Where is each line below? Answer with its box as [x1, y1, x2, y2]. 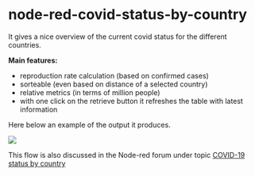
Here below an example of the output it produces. [8, 120, 171, 129]
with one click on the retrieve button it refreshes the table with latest [19, 96, 244, 105]
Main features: [8, 55, 58, 65]
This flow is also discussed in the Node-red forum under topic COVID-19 [8, 150, 245, 159]
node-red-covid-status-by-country [8, 6, 248, 24]
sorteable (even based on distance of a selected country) [19, 79, 208, 89]
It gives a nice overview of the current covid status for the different [8, 32, 228, 41]
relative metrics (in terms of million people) [19, 87, 160, 97]
